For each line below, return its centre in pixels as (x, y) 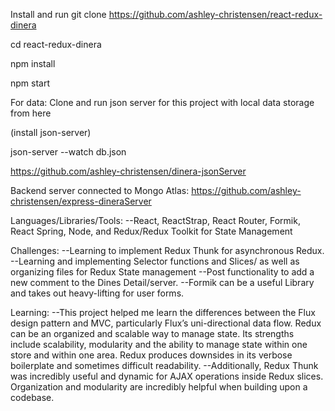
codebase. (32, 397)
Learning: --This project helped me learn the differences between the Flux (163, 312)
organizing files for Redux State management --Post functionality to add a (162, 272)
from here (31, 113)
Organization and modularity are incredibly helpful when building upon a (159, 387)
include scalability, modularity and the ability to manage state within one (159, 344)
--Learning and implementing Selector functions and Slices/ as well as (155, 261)
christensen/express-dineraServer (81, 201)
